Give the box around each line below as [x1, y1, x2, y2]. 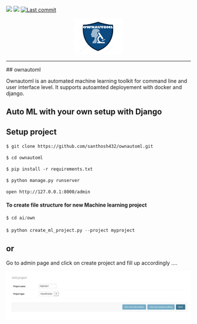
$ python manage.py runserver [6, 178, 80, 184]
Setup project [6, 127, 57, 137]
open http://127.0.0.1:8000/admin [6, 189, 91, 195]
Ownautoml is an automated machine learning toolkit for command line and [6, 77, 188, 85]
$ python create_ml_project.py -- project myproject [6, 228, 135, 234]
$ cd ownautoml [6, 155, 43, 161]
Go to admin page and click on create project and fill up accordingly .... [6, 259, 178, 266]
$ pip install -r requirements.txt [6, 166, 93, 173]
